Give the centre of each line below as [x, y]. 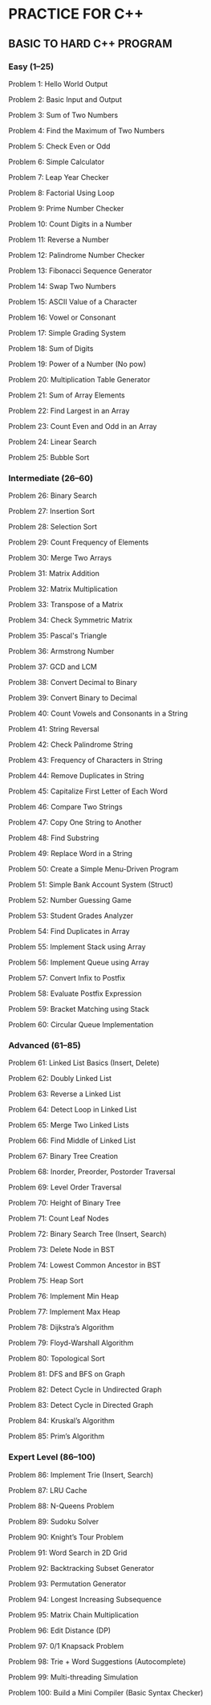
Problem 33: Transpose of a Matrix [66, 605]
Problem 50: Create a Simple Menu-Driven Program [93, 869]
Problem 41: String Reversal [54, 729]
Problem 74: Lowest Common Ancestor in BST [85, 1265]
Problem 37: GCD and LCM [53, 667]
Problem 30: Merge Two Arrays [60, 558]
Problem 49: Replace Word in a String [70, 854]
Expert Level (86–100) [52, 1457]
